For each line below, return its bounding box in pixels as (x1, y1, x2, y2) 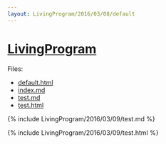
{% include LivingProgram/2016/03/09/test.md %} (7, 114, 155, 123)
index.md (17, 86, 46, 94)
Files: (7, 65, 24, 73)
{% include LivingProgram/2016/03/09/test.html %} (7, 128, 159, 137)
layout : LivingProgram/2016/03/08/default (7, 10, 135, 18)
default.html (17, 78, 53, 87)
